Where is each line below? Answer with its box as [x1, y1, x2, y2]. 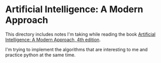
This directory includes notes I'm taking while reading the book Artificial [5, 31, 156, 37]
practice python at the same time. [5, 52, 76, 58]
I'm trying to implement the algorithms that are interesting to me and [5, 46, 148, 52]
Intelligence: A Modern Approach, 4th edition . [5, 37, 101, 43]
